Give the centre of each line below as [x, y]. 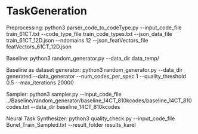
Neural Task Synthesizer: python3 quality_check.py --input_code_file [91, 118]
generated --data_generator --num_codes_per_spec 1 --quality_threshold [96, 76]
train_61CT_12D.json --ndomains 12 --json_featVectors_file [77, 40]
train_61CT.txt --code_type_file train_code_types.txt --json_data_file [89, 33]
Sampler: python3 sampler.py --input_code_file [64, 94]
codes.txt [18, 106]
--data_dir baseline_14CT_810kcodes [75, 106]
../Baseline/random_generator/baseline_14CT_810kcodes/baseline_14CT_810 [99, 100]
